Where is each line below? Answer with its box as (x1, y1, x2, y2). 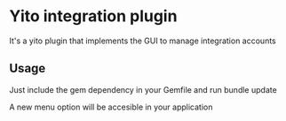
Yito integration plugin (9, 6, 178, 26)
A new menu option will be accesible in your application (9, 102, 213, 112)
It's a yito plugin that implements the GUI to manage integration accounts (9, 35, 277, 46)
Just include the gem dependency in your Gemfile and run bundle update (9, 84, 277, 95)
